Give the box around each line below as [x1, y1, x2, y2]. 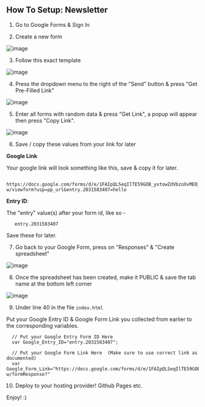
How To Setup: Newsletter [6, 5, 108, 15]
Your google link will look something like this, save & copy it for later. [6, 164, 178, 171]
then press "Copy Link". [15, 117, 75, 124]
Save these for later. [6, 231, 57, 239]
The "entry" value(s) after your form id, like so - [6, 209, 126, 216]
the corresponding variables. [6, 322, 79, 329]
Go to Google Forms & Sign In [15, 21, 90, 28]
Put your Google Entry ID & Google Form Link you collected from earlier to [6, 315, 192, 323]
